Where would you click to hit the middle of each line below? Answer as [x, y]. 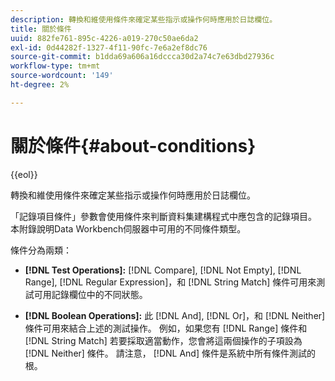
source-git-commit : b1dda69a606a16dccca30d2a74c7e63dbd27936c [142, 57]
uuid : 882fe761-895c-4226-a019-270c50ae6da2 [104, 38]
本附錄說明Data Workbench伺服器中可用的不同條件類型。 [128, 228]
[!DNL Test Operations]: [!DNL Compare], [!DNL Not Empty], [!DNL [163, 270]
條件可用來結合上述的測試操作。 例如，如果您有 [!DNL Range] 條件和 [166, 328]
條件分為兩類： [41, 250]
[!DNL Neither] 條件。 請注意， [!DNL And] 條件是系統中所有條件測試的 [170, 353]
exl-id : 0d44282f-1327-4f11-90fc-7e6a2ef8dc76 [109, 47]
